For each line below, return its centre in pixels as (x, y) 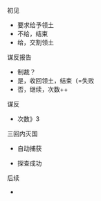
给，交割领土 (35, 42)
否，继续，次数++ (43, 89)
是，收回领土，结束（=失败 (56, 81)
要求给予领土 (35, 25)
